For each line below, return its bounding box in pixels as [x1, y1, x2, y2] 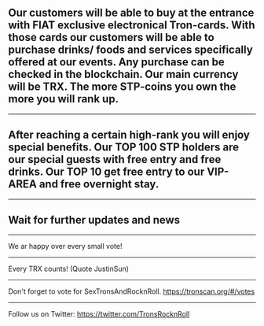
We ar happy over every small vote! [8, 242, 123, 251]
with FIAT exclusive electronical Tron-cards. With [8, 19, 255, 32]
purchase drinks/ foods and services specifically [8, 43, 253, 57]
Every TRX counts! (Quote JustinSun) [8, 264, 130, 274]
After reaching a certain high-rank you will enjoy [8, 128, 250, 142]
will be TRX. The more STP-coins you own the [8, 80, 236, 94]
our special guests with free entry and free [8, 153, 222, 166]
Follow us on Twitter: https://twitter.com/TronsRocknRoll [8, 309, 190, 319]
